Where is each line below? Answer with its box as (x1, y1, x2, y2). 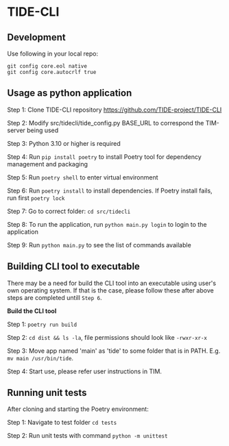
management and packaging (7, 160, 88, 168)
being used (27, 126, 59, 134)
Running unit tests (7, 387, 87, 399)
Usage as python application (7, 87, 132, 99)
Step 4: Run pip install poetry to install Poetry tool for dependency (7, 152, 202, 161)
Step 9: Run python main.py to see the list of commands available (7, 240, 192, 249)
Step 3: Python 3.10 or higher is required (7, 139, 121, 147)
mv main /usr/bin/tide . (7, 354, 74, 362)
